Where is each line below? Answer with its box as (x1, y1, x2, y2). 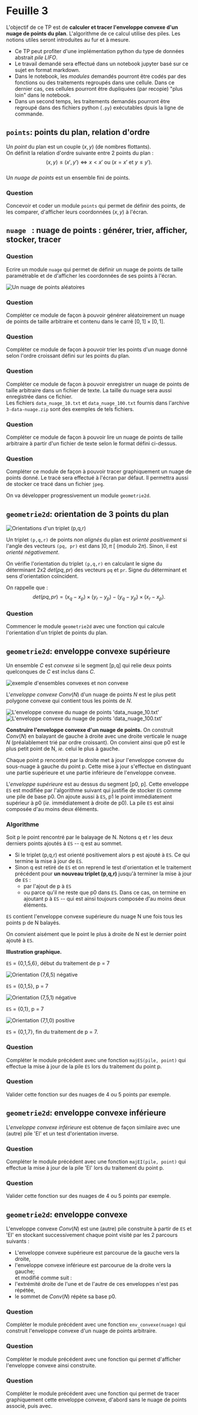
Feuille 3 (6, 4, 48, 18)
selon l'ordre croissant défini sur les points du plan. (6, 352, 131, 359)
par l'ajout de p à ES (23, 883, 72, 890)
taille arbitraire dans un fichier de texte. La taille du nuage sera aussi (6, 386, 172, 393)
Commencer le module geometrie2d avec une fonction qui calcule (6, 623, 165, 630)
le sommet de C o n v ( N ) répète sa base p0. (14, 1293, 117, 1300)
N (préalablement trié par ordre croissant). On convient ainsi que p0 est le (6, 738, 186, 746)
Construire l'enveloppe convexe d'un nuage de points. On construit (6, 726, 174, 733)
